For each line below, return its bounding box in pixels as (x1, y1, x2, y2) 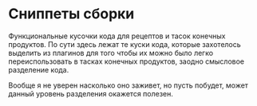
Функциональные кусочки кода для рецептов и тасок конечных (8, 31, 226, 41)
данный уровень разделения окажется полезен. (8, 88, 174, 98)
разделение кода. (8, 65, 69, 74)
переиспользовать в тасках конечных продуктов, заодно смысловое (8, 57, 245, 66)
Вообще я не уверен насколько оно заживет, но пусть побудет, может (8, 80, 249, 90)
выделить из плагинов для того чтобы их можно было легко (8, 48, 214, 57)
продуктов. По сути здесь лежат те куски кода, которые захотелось (8, 39, 241, 49)
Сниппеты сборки (8, 5, 135, 23)
